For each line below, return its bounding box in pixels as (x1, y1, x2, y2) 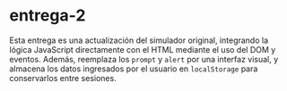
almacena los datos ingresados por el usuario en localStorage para (9, 63, 258, 74)
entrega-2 (9, 5, 86, 26)
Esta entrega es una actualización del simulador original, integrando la (9, 35, 269, 45)
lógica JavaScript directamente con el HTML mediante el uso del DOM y (9, 44, 276, 54)
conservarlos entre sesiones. (9, 72, 117, 83)
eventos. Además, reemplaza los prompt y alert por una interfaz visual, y (9, 54, 279, 64)
